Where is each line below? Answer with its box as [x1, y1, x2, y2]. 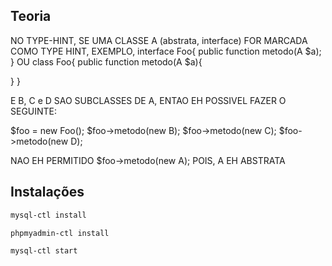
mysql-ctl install [10, 210, 87, 220]
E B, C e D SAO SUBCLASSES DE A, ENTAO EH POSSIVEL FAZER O [10, 94, 287, 106]
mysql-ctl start [10, 246, 78, 256]
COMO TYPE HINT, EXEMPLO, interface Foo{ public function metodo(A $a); [10, 45, 322, 57]
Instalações [10, 184, 85, 201]
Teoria [10, 8, 52, 25]
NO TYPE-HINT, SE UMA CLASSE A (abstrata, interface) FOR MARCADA [10, 34, 308, 46]
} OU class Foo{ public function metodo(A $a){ [10, 55, 203, 68]
